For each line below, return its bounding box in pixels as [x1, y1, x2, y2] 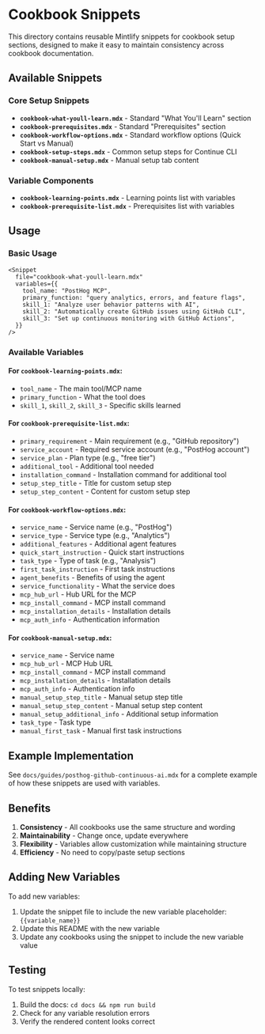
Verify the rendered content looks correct [19, 1017, 156, 1026]
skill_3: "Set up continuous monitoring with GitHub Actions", [22, 314, 236, 322]
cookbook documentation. [8, 48, 94, 58]
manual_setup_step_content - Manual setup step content [19, 701, 203, 710]
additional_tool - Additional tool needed [19, 461, 154, 471]
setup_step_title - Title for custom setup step [19, 478, 172, 487]
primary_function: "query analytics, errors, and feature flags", [22, 294, 246, 301]
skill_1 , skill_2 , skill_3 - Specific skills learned [19, 400, 181, 410]
